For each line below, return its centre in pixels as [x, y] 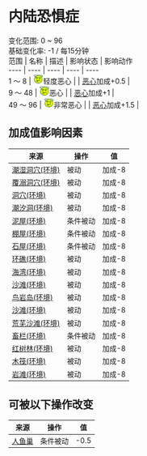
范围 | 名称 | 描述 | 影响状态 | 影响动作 [71, 61]
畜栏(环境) [29, 335]
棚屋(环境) [29, 233]
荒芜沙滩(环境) [36, 323]
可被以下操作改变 [51, 405]
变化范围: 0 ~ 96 [36, 40]
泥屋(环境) [29, 220]
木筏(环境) [29, 361]
